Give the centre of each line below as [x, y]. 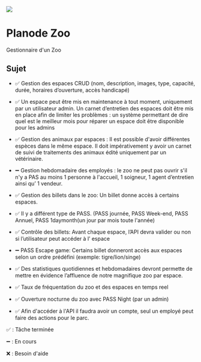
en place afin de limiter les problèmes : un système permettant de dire [101, 115]
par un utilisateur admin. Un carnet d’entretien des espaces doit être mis [104, 108]
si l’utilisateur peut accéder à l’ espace [62, 238]
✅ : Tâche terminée [30, 329]
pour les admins [35, 127]
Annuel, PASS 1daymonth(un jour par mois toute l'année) [85, 220]
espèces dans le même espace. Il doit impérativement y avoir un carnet [103, 146]
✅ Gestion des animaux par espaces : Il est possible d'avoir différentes [102, 139]
